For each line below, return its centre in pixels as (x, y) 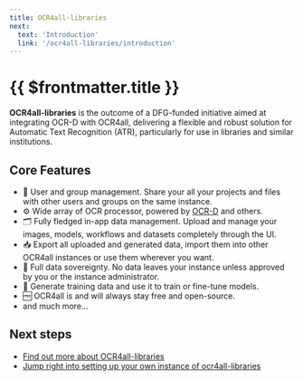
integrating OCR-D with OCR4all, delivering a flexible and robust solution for (151, 122)
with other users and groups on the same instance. (117, 201)
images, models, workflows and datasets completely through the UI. (149, 234)
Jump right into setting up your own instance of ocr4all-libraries (142, 366)
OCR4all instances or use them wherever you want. (118, 257)
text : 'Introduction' (58, 34)
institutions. (31, 142)
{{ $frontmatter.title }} (95, 88)
